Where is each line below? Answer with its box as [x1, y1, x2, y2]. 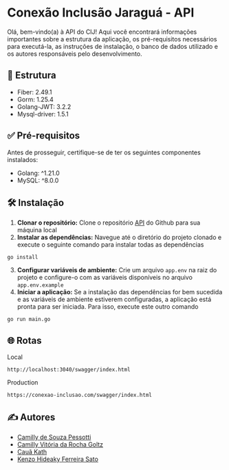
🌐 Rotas [7, 334, 42, 346]
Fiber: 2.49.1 [17, 88, 52, 96]
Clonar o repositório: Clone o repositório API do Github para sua [17, 218, 201, 227]
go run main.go [7, 316, 51, 323]
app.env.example [17, 282, 64, 289]
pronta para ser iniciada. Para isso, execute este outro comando [17, 303, 199, 311]
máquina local [17, 226, 57, 234]
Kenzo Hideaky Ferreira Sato [17, 455, 98, 463]
